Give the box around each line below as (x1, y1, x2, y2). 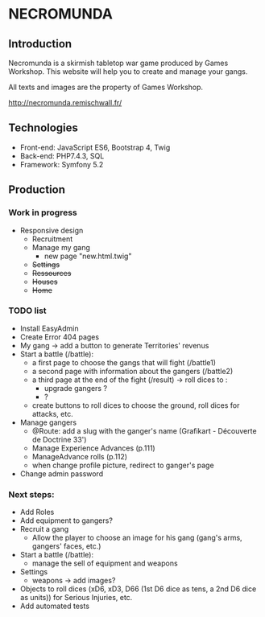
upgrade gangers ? (43, 383, 107, 393)
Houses (31, 277, 58, 286)
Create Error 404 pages (19, 331, 99, 342)
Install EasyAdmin (19, 323, 79, 333)
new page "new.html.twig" (43, 251, 132, 261)
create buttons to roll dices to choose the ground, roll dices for (31, 400, 240, 410)
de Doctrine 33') (31, 434, 87, 444)
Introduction (8, 37, 72, 51)
